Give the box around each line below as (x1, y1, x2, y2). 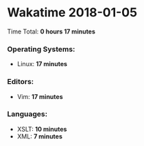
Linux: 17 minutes (16, 60, 67, 68)
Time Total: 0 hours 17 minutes (7, 27, 96, 35)
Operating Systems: (7, 44, 75, 54)
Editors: (7, 77, 34, 87)
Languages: (7, 109, 48, 119)
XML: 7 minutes (16, 132, 63, 141)
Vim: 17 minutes (16, 92, 63, 100)
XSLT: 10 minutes (16, 125, 67, 133)
